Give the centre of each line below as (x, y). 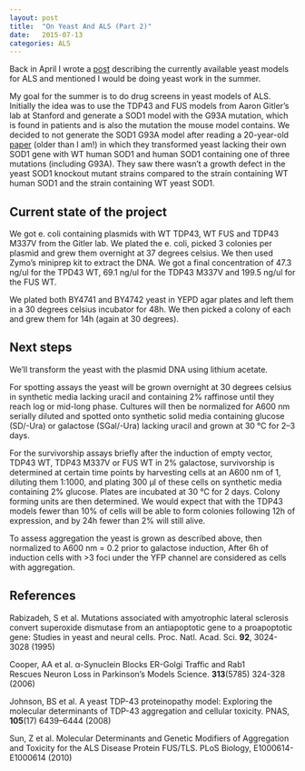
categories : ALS (40, 43)
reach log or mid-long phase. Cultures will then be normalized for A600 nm (150, 406)
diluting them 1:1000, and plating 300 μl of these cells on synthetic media (146, 482)
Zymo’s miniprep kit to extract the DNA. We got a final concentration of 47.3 (151, 263)
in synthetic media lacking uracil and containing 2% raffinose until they (142, 396)
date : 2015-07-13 (46, 35)
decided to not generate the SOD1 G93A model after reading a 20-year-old (149, 135)
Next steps (41, 348)
